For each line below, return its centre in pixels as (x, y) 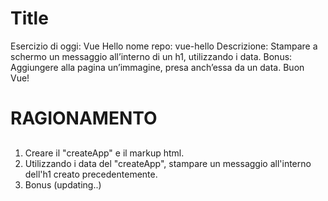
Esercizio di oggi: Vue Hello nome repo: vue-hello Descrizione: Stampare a (164, 46)
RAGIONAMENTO (84, 118)
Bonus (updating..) (63, 184)
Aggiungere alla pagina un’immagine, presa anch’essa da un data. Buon (157, 67)
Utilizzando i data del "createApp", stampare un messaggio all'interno (168, 163)
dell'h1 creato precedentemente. (91, 174)
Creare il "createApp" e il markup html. (104, 153)
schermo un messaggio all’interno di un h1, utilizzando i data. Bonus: (151, 56)
